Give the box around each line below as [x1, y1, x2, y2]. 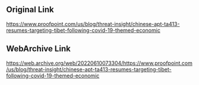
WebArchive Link [6, 44, 71, 54]
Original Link [6, 5, 55, 15]
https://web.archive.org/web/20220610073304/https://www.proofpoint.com [6, 59, 193, 67]
